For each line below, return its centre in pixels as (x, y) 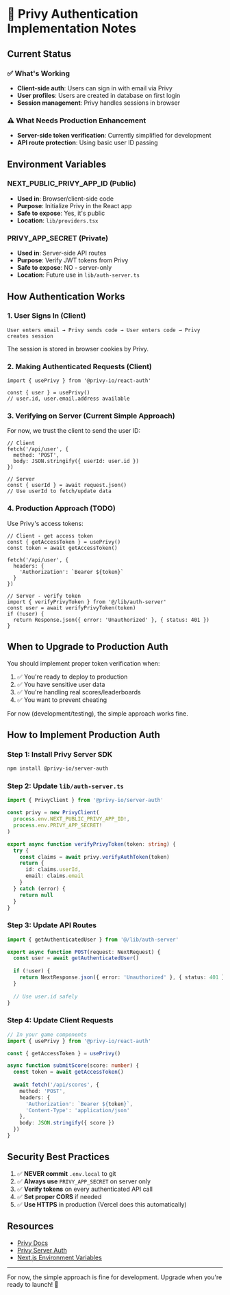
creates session (30, 336)
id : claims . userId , (53, 870)
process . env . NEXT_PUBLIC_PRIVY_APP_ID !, (72, 819)
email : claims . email (54, 876)
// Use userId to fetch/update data (59, 491)
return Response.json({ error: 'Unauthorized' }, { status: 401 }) (112, 620)
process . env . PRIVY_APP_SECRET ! (58, 826)
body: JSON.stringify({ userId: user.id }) (76, 462)
